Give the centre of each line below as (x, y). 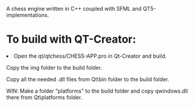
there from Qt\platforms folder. (44, 97)
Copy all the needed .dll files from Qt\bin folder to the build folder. (88, 79)
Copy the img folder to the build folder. (54, 67)
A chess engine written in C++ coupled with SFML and (74, 9)
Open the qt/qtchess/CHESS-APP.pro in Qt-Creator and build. (90, 56)
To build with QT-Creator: (71, 39)
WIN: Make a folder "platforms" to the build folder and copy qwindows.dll (97, 91)
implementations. (28, 15)
